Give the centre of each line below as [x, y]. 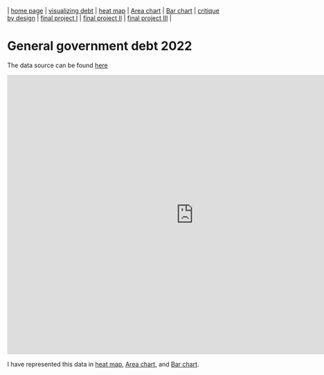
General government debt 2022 [100, 46]
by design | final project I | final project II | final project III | [89, 18]
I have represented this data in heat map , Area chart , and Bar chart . [103, 364]
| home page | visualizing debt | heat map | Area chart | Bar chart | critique [113, 11]
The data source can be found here [58, 65]
